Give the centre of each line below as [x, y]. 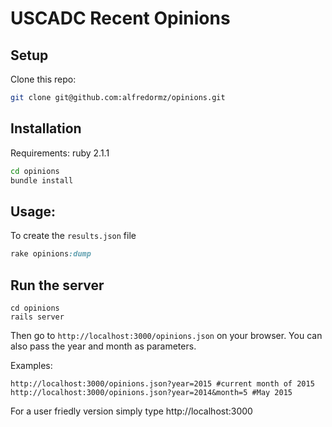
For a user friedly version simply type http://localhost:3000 [131, 411]
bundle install [42, 180]
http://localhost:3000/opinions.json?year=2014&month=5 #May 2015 [151, 392]
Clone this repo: [43, 79]
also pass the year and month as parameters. [103, 346]
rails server [37, 317]
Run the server [57, 285]
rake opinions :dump [51, 254]
